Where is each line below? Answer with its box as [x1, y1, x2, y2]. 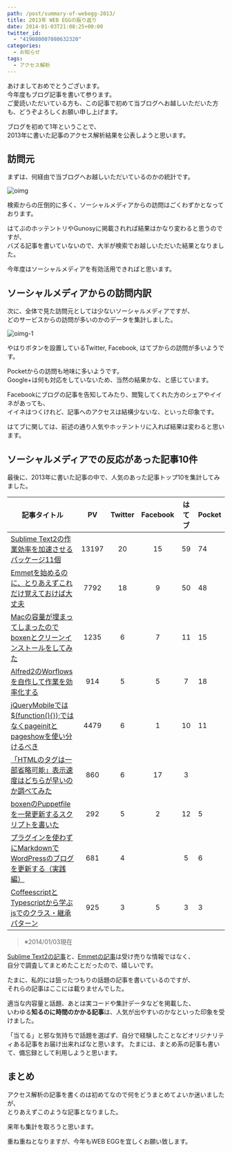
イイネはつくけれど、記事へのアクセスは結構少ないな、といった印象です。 [7, 408, 218, 416]
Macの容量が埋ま [10, 612, 66, 622]
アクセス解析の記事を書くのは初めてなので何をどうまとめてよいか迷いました [7, 1090, 225, 1099]
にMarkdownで [10, 843, 59, 853]
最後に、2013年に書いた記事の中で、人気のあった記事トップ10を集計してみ [7, 473, 220, 481]
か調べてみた [10, 786, 52, 796]
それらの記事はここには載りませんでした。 [7, 984, 128, 993]
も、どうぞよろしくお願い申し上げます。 [7, 107, 122, 116]
